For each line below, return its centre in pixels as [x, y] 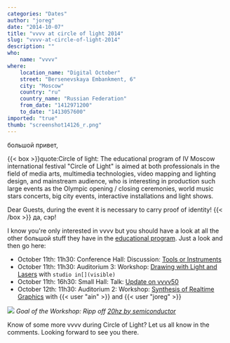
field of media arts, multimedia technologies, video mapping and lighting [111, 174]
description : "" [31, 46]
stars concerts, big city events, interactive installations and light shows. [110, 196]
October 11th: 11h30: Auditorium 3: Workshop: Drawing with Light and [117, 266]
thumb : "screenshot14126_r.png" [54, 125]
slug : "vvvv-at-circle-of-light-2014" [64, 40]
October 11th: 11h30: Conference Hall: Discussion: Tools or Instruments [120, 259]
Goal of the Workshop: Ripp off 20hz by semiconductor [96, 311]
